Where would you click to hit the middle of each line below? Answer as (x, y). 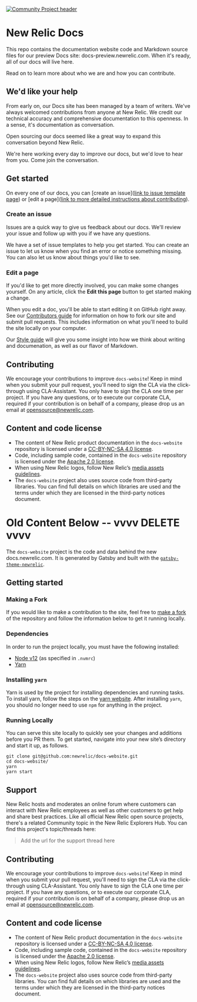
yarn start (19, 772)
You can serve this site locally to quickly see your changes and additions (94, 733)
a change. (18, 298)
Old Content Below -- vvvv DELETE (93, 523)
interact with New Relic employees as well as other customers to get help (95, 810)
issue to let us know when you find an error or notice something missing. (94, 251)
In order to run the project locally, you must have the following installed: (93, 647)
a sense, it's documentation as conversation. (60, 124)
